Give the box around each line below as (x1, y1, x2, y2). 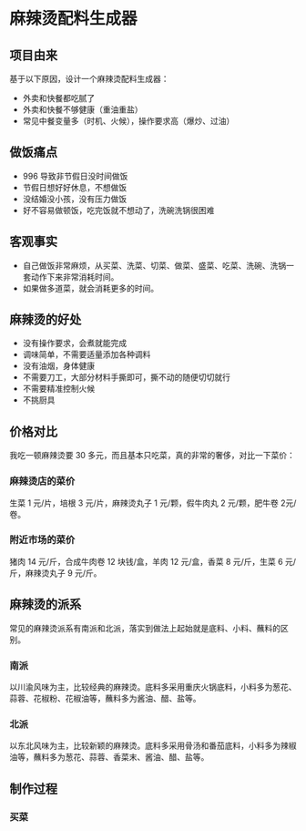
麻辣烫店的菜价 (9, 475, 76, 487)
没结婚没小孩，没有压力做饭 (22, 193, 127, 204)
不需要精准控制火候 (22, 384, 96, 395)
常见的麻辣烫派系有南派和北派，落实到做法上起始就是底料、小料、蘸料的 (9, 622, 280, 633)
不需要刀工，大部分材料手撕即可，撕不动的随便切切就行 (22, 372, 230, 383)
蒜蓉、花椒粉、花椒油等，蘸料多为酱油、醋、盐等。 (9, 692, 201, 703)
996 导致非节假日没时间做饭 (22, 170, 128, 181)
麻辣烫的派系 (9, 597, 82, 612)
